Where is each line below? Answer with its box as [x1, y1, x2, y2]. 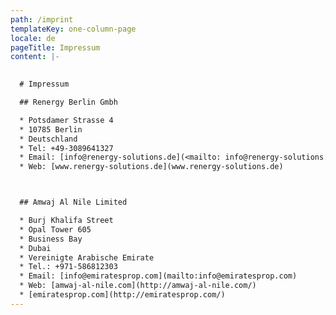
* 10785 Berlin [19, 124, 83, 135]
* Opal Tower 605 [19, 224, 92, 235]
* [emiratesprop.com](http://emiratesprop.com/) [19, 290, 226, 300]
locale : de [10, 33, 56, 43]
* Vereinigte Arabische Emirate [19, 252, 155, 263]
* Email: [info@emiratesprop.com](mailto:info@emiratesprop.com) [19, 271, 298, 281]
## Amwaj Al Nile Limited [19, 197, 128, 208]
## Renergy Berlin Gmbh [19, 97, 118, 107]
